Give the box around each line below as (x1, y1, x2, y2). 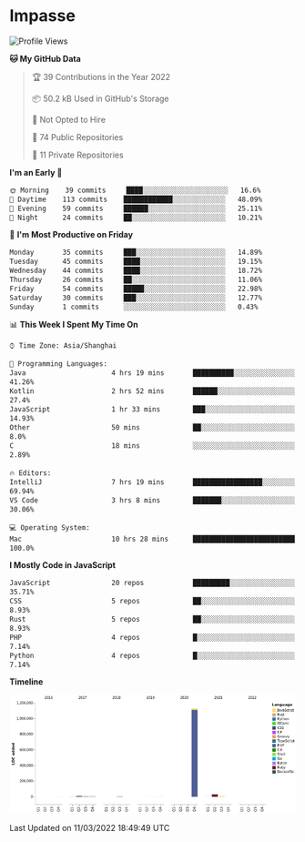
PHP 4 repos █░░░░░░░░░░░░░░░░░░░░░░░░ (9, 633, 296, 642)
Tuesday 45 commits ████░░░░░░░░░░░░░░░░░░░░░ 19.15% (9, 257, 262, 266)
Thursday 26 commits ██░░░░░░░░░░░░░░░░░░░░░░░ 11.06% (9, 275, 262, 284)
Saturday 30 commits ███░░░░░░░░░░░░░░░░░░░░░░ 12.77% (9, 293, 262, 302)
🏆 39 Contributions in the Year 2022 (31, 71, 171, 82)
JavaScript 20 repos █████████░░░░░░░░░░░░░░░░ (9, 578, 296, 587)
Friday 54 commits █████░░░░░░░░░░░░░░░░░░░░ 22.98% (9, 284, 262, 293)
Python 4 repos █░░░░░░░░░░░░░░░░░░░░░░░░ (9, 651, 296, 660)
